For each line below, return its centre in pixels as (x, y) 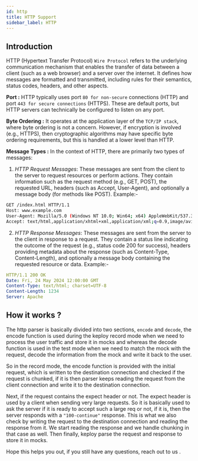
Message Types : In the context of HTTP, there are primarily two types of (95, 152)
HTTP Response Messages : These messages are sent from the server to (103, 233)
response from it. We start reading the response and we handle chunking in (98, 427)
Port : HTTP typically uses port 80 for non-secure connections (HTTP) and (97, 97)
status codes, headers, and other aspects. (57, 86)
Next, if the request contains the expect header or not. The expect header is (98, 396)
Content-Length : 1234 (33, 292)
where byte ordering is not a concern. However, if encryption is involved (94, 127)
